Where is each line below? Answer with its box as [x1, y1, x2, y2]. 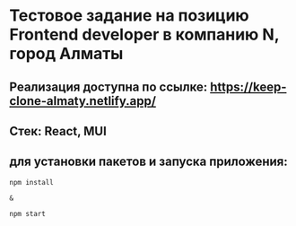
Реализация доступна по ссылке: [9, 79, 208, 94]
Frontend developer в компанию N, [9, 24, 280, 45]
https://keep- [209, 79, 287, 94]
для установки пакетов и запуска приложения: [9, 154, 289, 169]
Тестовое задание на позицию [9, 5, 249, 26]
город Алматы [9, 44, 124, 64]
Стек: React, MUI [9, 123, 108, 139]
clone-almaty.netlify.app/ [9, 93, 157, 109]
